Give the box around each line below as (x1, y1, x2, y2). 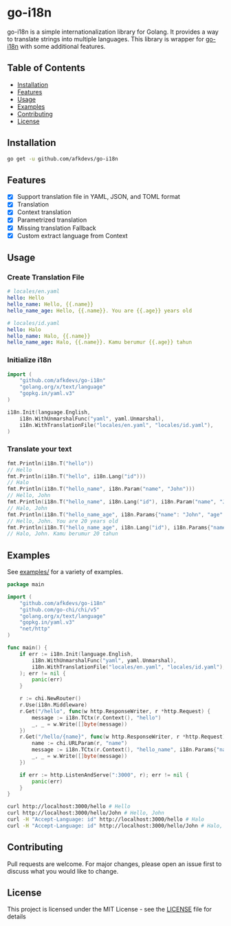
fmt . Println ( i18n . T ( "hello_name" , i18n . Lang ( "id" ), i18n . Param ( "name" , (7, 498, 217, 505)
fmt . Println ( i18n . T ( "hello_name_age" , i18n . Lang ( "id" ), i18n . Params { (7, 524, 211, 531)
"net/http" (19, 625, 51, 633)
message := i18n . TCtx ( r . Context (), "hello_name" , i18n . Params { (32, 746, 217, 753)
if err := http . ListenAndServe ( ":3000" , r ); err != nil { (19, 771, 189, 779)
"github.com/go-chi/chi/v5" (19, 606, 100, 613)
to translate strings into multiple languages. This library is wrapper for (7, 34, 204, 43)
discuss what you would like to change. (7, 867, 119, 875)
